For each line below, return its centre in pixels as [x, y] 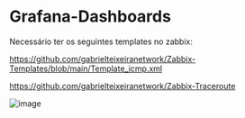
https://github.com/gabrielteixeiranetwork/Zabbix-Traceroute [122, 86]
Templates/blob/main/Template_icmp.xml [86, 68]
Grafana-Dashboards [90, 17]
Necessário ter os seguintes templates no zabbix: [101, 41]
